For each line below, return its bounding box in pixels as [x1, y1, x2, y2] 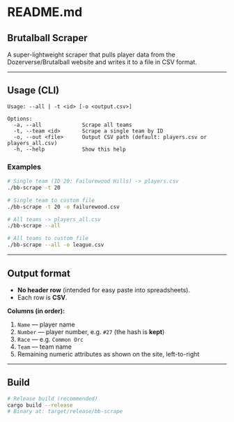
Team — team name [17, 342, 72, 351]
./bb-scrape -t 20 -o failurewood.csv [7, 203, 120, 210]
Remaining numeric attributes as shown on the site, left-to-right [17, 349, 200, 358]
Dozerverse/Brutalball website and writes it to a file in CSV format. [7, 58, 197, 66]
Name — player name [17, 320, 75, 329]
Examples [7, 162, 42, 172]
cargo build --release [7, 402, 73, 409]
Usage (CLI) [7, 84, 60, 96]
